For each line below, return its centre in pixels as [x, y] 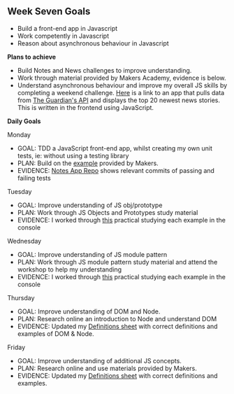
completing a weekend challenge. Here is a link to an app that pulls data [121, 92]
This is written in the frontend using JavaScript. [86, 107]
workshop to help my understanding [70, 269]
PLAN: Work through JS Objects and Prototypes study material [108, 212]
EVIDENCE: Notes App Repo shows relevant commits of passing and [116, 170]
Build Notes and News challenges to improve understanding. [104, 70]
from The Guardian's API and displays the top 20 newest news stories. [119, 100]
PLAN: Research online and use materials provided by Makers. [107, 368]
